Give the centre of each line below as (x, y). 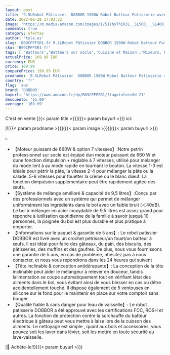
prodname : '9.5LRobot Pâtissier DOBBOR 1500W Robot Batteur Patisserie (83, 76)
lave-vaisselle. (28, 337)
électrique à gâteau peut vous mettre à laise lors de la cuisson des (82, 321)
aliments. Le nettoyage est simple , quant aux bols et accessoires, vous (87, 327)
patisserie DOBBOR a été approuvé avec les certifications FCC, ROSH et (88, 310)
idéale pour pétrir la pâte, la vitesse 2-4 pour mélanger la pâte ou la (83, 171)
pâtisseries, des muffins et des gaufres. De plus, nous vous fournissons (87, 249)
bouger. (21, 299)
